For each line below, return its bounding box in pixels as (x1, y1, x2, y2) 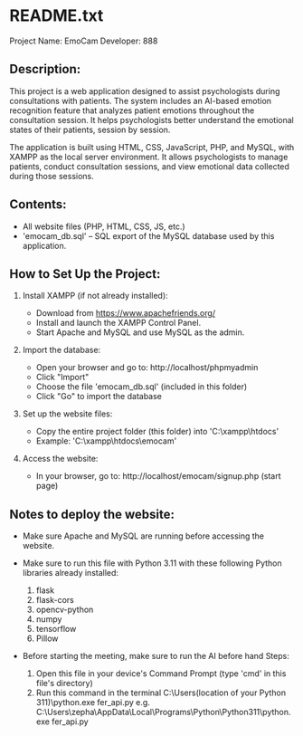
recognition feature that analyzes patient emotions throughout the (9, 105, 255, 116)
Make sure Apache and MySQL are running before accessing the (22, 530, 265, 541)
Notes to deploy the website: (9, 506, 175, 521)
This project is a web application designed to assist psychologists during (9, 85, 280, 96)
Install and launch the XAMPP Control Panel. (35, 318, 202, 329)
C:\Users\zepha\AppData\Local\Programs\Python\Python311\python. (35, 707, 291, 718)
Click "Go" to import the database (35, 391, 163, 402)
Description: (9, 62, 81, 77)
